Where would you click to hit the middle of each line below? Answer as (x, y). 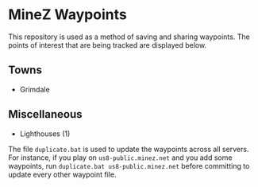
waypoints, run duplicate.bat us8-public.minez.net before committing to (129, 166)
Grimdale (35, 89)
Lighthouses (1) (45, 134)
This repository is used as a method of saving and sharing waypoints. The (129, 37)
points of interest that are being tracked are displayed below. (108, 45)
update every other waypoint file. (62, 174)
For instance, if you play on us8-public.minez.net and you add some (120, 158)
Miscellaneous (45, 114)
